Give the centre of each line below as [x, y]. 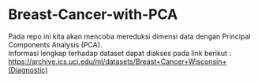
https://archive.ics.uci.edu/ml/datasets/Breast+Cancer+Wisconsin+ [118, 61]
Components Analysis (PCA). [55, 44]
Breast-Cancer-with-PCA [93, 15]
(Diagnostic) [28, 69]
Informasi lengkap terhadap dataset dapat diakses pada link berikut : [120, 53]
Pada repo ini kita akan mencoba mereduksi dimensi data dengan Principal [129, 36]
